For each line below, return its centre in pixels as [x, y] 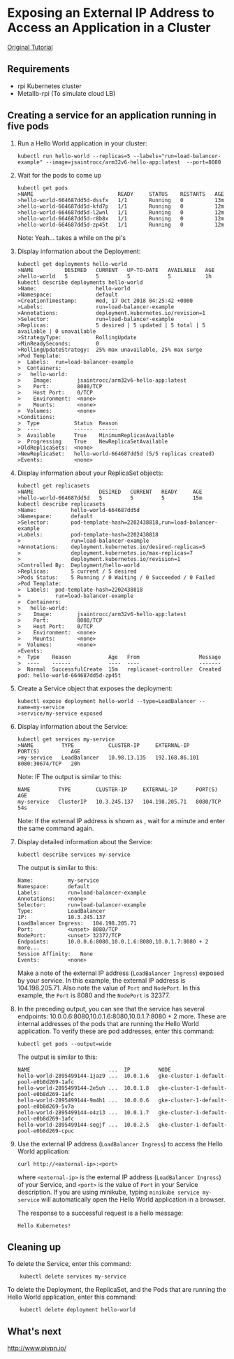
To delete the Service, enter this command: [69, 1264]
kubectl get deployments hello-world [72, 264]
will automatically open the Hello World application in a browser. [133, 1199]
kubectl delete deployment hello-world [78, 1310]
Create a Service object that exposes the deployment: [95, 688]
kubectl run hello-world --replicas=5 [74, 156]
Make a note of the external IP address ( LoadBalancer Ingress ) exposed [121, 973]
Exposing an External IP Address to [111, 13]
